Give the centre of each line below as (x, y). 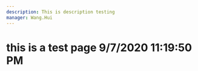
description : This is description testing (61, 12)
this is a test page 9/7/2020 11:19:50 (99, 48)
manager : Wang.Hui (29, 18)
